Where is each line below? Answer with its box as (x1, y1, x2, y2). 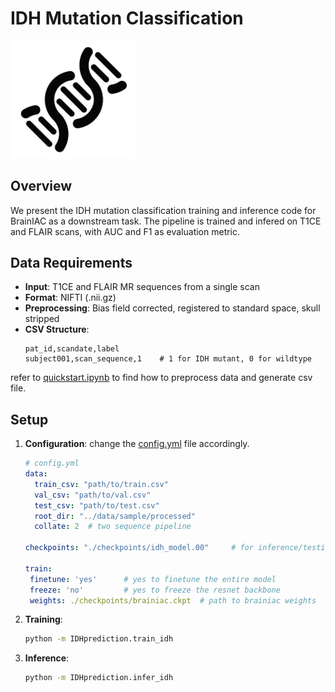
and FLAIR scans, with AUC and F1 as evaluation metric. (10, 225, 241, 237)
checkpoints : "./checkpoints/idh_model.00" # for (24, 543, 254, 553)
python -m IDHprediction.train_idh (24, 634, 174, 644)
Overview (10, 178, 73, 195)
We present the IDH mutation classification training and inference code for (10, 204, 317, 216)
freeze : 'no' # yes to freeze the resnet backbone (29, 585, 281, 595)
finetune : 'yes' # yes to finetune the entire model (29, 574, 277, 584)
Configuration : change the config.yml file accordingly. (24, 438, 250, 450)
